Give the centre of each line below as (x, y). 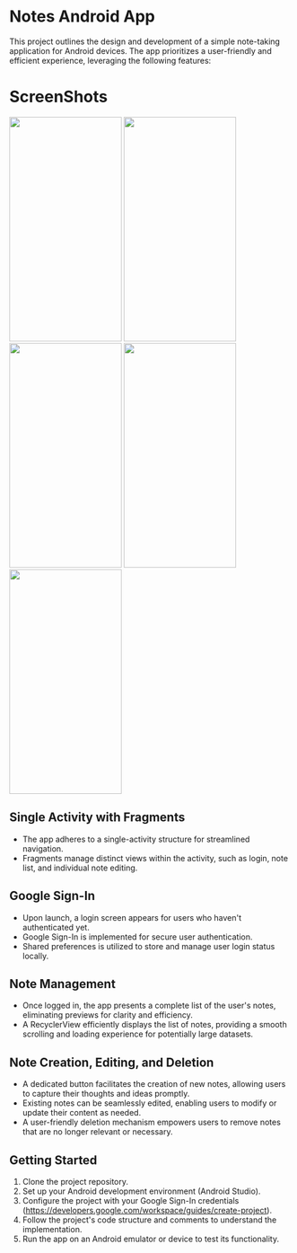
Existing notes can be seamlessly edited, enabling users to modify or (149, 1103)
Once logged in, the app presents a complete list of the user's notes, (149, 1006)
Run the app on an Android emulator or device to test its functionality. (151, 1239)
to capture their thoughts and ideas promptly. (106, 1094)
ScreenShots (58, 97)
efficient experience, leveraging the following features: (110, 60)
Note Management (63, 984)
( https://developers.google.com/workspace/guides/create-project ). (147, 1210)
